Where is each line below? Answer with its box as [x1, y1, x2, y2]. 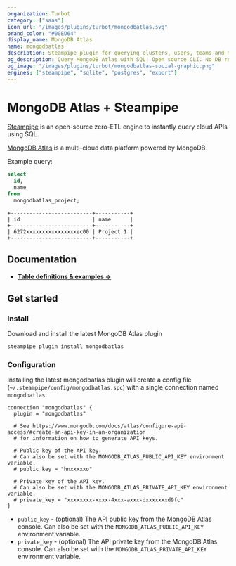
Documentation [7, 254, 77, 266]
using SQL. [7, 130, 39, 139]
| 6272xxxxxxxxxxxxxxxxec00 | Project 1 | [7, 228, 133, 236]
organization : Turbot [7, 10, 71, 18]
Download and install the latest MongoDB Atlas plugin [7, 330, 163, 338]
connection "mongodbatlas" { [7, 404, 93, 411]
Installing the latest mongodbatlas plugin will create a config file [7, 375, 192, 384]
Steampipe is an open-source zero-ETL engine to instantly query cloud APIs [7, 122, 228, 131]
